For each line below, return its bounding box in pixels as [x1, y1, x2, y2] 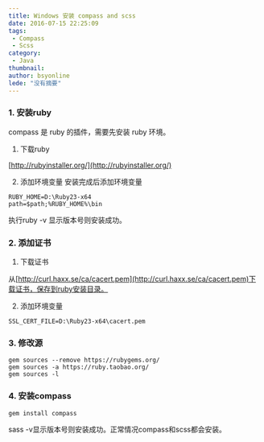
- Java [11, 57, 35, 65]
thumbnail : [8, 64, 45, 72]
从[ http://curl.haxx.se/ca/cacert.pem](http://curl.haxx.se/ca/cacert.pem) [8, 275, 250, 284]
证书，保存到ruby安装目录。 [14, 284, 109, 294]
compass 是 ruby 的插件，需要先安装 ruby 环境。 [8, 126, 171, 137]
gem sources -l [8, 370, 60, 378]
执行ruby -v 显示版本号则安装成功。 [8, 215, 126, 225]
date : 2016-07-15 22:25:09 [8, 19, 99, 27]
